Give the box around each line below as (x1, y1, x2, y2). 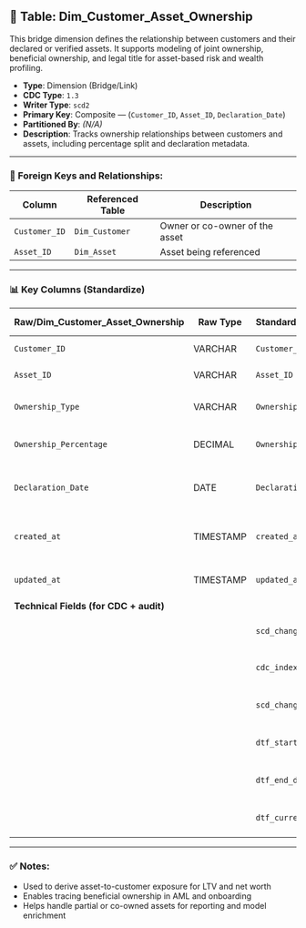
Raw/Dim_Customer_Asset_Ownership (14, 316, 185, 329)
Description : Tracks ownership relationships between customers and (22, 128, 283, 139)
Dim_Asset (74, 247, 117, 258)
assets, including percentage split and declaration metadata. (22, 138, 250, 148)
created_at (14, 532, 61, 542)
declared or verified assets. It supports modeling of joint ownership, (9, 43, 264, 54)
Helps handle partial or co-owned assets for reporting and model (22, 900, 267, 911)
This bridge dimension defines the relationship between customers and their (9, 33, 296, 44)
